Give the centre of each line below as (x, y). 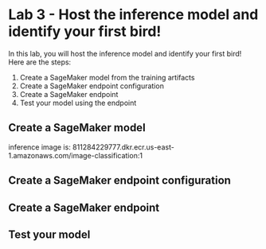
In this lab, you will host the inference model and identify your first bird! (125, 53)
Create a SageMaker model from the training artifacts (107, 77)
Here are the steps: (40, 62)
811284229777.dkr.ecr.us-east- (124, 147)
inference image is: (40, 147)
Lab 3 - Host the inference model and (133, 15)
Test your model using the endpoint (78, 103)
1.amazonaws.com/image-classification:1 (76, 155)
